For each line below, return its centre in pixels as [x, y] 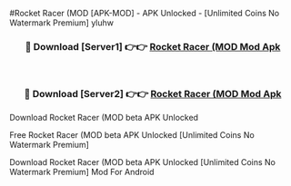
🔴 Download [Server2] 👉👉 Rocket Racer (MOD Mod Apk [153, 94]
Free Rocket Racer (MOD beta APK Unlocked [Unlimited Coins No [132, 134]
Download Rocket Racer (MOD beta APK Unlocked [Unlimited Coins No [142, 162]
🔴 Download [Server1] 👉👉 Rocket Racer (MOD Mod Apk [153, 46]
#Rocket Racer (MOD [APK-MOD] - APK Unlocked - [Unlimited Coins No [145, 13]
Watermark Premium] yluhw [61, 23]
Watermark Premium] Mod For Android [82, 171]
